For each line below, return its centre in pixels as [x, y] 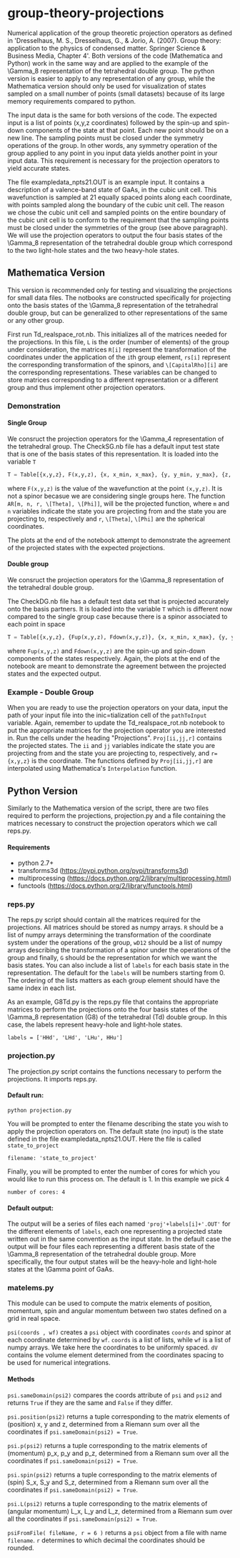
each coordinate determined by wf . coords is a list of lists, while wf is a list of [119, 1340]
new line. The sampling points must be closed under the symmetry [105, 138]
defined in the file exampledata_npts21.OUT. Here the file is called [104, 1139]
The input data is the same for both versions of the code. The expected [112, 115]
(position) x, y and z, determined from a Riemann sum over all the [104, 1424]
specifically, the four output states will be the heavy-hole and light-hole [112, 1262]
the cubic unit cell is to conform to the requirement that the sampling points [118, 220]
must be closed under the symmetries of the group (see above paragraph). [117, 227]
